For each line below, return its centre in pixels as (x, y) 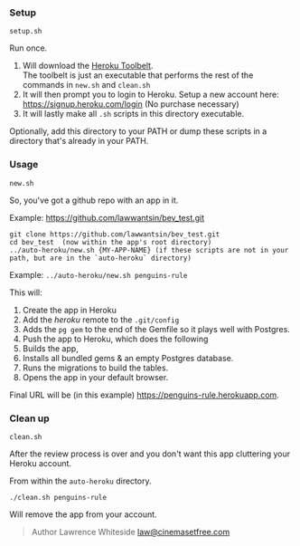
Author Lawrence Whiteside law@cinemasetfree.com (131, 532)
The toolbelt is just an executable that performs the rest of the (138, 75)
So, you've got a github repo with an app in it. (94, 200)
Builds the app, (50, 348)
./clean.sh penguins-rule (58, 497)
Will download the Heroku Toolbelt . (88, 66)
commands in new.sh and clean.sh (86, 85)
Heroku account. (41, 463)
